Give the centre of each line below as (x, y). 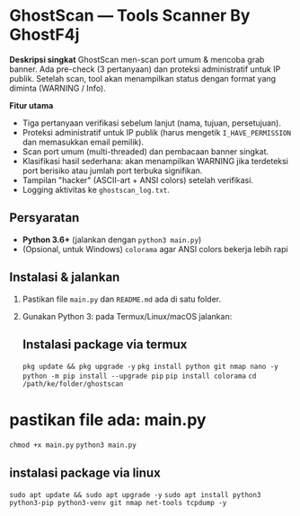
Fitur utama (31, 105)
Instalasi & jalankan (65, 278)
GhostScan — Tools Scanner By (130, 16)
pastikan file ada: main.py (108, 420)
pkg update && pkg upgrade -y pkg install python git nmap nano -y (150, 367)
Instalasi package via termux (105, 344)
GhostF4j (44, 35)
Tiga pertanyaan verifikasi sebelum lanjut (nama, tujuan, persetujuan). (151, 123)
